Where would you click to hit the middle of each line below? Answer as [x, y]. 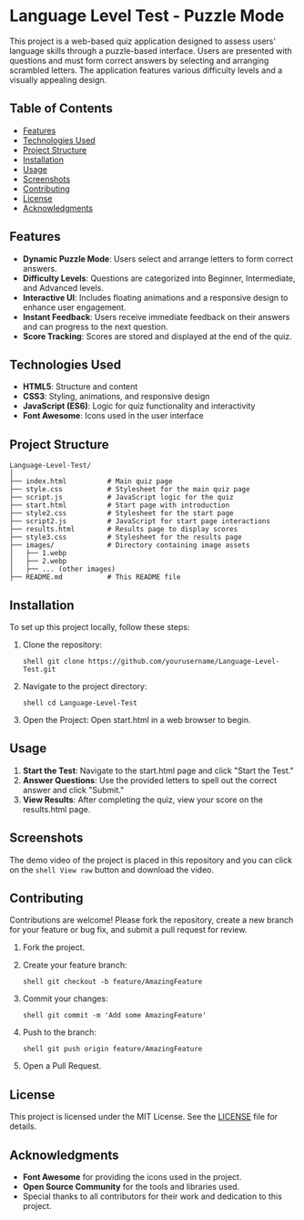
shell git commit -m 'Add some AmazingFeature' [114, 1016]
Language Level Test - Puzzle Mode [147, 16]
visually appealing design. [58, 79]
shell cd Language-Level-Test [80, 703]
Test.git [39, 669]
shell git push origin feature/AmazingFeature [112, 1049]
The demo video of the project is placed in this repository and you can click [151, 860]
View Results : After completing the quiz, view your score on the [143, 800]
